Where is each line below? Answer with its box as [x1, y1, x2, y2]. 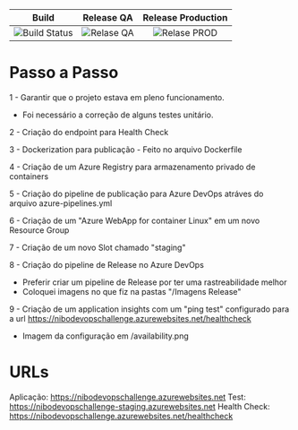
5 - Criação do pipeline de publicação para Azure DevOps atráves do [9, 188, 264, 199]
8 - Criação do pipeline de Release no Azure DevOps [9, 259, 204, 270]
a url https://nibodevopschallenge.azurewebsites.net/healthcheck [9, 313, 252, 323]
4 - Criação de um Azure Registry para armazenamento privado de [9, 161, 256, 172]
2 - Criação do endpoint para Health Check [9, 126, 169, 137]
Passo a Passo [9, 63, 119, 83]
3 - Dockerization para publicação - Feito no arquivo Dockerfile [9, 143, 243, 155]
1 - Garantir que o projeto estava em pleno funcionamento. [9, 91, 226, 102]
